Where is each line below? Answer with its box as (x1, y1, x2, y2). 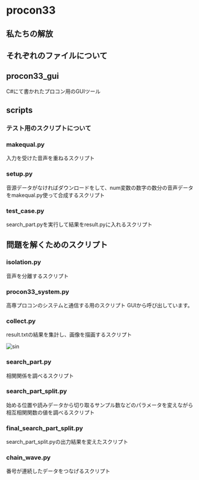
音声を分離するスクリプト (6, 272, 69, 279)
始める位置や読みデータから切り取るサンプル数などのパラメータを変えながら (6, 401, 194, 408)
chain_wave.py (6, 453, 51, 462)
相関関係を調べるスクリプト (6, 372, 74, 379)
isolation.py (6, 258, 42, 266)
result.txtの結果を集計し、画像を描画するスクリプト (6, 331, 132, 338)
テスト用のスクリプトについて (6, 124, 91, 132)
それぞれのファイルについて (6, 50, 108, 61)
